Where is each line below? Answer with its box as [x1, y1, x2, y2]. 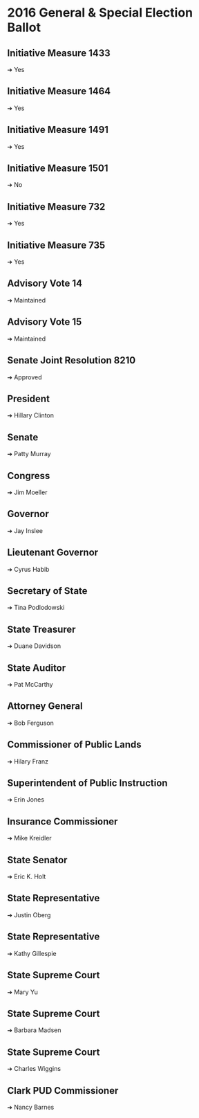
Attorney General [7, 701, 83, 712]
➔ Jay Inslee [7, 526, 44, 534]
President [7, 393, 50, 404]
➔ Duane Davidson [7, 642, 61, 650]
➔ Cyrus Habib [7, 565, 50, 573]
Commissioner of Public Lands [7, 739, 142, 750]
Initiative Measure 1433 [7, 47, 111, 59]
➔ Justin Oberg [7, 910, 51, 919]
